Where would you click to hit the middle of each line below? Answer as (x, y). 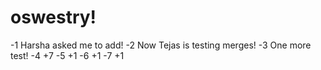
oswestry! (53, 17)
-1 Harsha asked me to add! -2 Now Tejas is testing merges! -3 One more (161, 45)
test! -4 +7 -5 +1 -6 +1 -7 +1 (67, 55)
